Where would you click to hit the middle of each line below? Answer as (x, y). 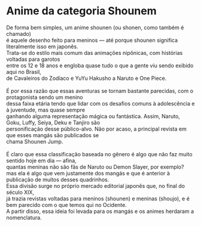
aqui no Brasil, (24, 72)
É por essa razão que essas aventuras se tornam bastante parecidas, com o (100, 91)
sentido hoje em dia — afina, (41, 160)
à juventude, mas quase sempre (46, 110)
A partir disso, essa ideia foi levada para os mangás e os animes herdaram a (100, 211)
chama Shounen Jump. (35, 141)
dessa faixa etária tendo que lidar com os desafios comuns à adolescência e (100, 103)
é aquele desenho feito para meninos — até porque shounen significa (92, 40)
